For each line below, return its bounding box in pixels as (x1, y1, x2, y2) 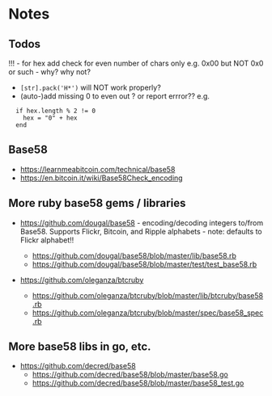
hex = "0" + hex (23, 114, 79, 122)
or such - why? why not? (8, 67, 91, 77)
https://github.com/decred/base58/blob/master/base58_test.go (32, 378, 244, 388)
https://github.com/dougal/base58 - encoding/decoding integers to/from (19, 217, 264, 227)
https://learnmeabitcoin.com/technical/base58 (19, 164, 176, 174)
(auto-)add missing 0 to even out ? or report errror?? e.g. (19, 91, 210, 101)
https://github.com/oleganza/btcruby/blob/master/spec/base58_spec (32, 308, 264, 318)
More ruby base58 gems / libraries (8, 196, 186, 210)
